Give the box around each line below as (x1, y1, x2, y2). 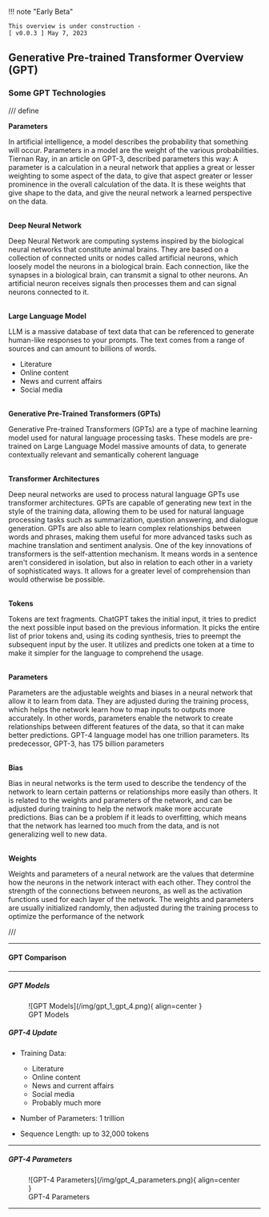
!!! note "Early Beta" (8, 7, 74, 16)
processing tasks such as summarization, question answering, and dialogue (8, 514, 259, 524)
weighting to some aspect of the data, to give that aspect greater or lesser (8, 171, 254, 180)
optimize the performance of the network (8, 911, 145, 921)
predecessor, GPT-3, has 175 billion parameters (8, 739, 165, 748)
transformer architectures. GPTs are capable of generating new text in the (8, 498, 252, 507)
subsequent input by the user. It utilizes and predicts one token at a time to (8, 639, 255, 649)
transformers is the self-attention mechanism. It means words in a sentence (8, 549, 258, 558)
